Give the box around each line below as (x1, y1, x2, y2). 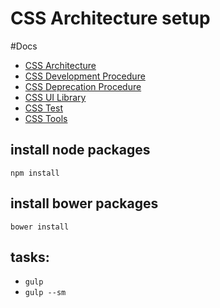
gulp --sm (24, 288, 67, 298)
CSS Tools (24, 112, 68, 124)
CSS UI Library (24, 91, 87, 103)
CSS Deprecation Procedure (24, 80, 142, 92)
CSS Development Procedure (24, 70, 146, 82)
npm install (10, 168, 60, 178)
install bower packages (10, 195, 159, 212)
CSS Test (24, 102, 64, 114)
